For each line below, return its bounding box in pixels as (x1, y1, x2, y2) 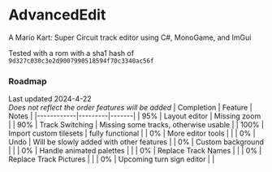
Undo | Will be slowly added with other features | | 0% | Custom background (8, 137, 264, 147)
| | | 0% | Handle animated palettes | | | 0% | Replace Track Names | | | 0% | (8, 146, 262, 156)
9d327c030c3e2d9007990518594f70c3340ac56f (8, 57, 154, 65)
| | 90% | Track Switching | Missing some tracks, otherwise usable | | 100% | (8, 120, 264, 130)
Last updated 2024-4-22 (8, 94, 92, 104)
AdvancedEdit (8, 6, 106, 24)
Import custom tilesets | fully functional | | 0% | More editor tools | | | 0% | (8, 128, 256, 139)
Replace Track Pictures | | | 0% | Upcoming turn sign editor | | (8, 154, 215, 164)
